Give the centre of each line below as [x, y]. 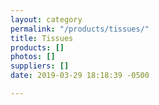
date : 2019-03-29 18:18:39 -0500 [80, 76]
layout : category [46, 19]
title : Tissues [42, 38]
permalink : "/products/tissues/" [80, 29]
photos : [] [33, 57]
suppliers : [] [40, 66]
